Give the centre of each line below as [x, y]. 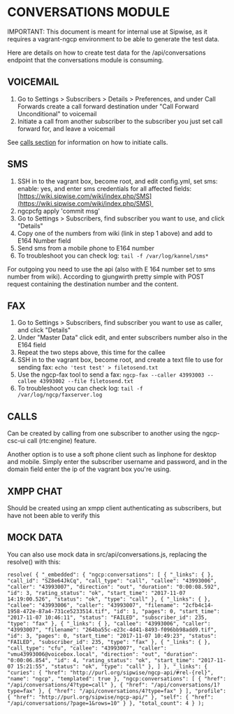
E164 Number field [44, 240]
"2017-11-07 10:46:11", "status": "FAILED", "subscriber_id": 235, [108, 617]
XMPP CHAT [35, 491]
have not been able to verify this [53, 516]
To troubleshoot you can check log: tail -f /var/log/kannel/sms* [113, 255]
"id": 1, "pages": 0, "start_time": [167, 611]
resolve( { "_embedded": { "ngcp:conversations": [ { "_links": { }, [111, 575]
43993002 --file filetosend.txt [87, 381]
